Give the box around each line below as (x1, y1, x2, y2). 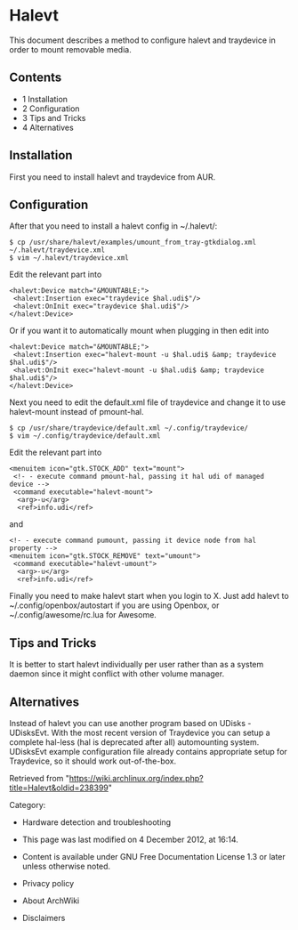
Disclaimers (21, 913, 66, 923)
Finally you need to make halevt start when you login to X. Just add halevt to (9, 591, 289, 602)
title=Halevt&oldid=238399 (9, 782, 109, 793)
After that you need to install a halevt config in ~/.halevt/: (9, 221, 218, 231)
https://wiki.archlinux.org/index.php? (68, 773, 204, 783)
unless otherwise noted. (21, 861, 111, 871)
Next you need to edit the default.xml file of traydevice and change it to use (9, 397, 286, 408)
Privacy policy (21, 878, 75, 888)
